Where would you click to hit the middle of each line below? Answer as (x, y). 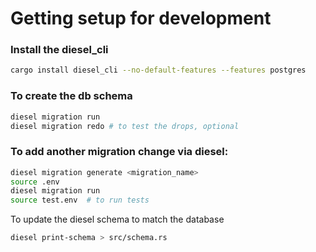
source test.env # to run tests (80, 200)
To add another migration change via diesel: (119, 152)
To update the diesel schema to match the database (117, 219)
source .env (35, 182)
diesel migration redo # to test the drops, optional (125, 126)
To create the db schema (71, 96)
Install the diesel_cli (59, 50)
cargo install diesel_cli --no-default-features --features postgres (158, 70)
